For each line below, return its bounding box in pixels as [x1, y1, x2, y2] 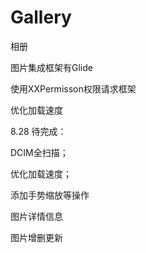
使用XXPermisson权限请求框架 [10, 82, 137, 95]
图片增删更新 [10, 231, 63, 243]
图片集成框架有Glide [10, 61, 93, 73]
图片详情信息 [10, 210, 63, 222]
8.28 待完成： [10, 125, 67, 137]
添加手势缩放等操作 [10, 189, 90, 201]
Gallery [10, 6, 72, 29]
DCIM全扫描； [10, 146, 69, 158]
